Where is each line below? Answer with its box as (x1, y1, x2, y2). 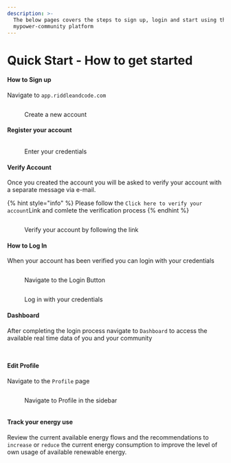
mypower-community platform (13, 23, 94, 30)
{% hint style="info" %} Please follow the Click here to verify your (7, 199, 203, 207)
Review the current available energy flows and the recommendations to (7, 433, 209, 441)
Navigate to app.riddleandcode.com (7, 91, 107, 99)
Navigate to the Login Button (24, 276, 105, 284)
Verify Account (7, 163, 52, 171)
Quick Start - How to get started (7, 52, 193, 68)
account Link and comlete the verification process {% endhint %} (7, 206, 190, 215)
